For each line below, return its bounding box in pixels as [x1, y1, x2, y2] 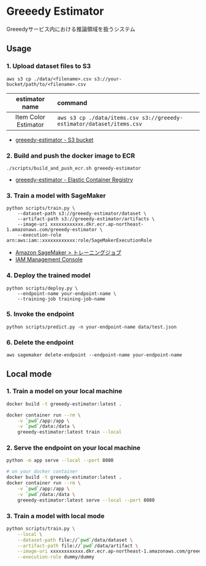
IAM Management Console [15, 256, 83, 263]
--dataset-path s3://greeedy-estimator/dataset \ [17, 210, 147, 217]
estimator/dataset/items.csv [57, 120, 142, 127]
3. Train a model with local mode [6, 511, 105, 520]
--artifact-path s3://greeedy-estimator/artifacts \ [17, 216, 155, 222]
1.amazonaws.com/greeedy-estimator [6, 227, 97, 233]
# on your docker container [6, 468, 78, 475]
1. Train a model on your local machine [6, 387, 123, 396]
